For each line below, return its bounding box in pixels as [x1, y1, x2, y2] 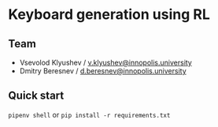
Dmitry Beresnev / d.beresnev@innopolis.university [19, 66, 187, 76]
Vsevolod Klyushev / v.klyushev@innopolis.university [19, 58, 193, 67]
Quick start [8, 89, 65, 103]
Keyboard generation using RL [8, 6, 210, 24]
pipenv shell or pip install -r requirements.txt [8, 110, 171, 119]
